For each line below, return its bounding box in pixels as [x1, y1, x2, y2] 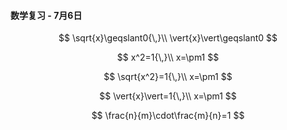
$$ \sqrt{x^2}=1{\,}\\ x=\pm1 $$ [103, 71, 233, 83]
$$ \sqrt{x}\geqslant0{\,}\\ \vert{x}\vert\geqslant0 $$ [58, 32, 278, 44]
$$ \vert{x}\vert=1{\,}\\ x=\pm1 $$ [99, 90, 237, 102]
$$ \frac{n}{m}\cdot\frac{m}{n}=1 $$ [91, 110, 245, 122]
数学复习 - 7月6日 [10, 9, 83, 21]
